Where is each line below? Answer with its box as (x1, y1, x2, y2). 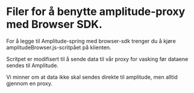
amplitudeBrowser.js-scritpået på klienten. (6, 44, 111, 51)
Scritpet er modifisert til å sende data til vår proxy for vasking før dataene (6, 55, 189, 62)
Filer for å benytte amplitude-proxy (6, 5, 186, 19)
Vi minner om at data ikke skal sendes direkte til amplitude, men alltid (6, 73, 178, 80)
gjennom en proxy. (6, 80, 53, 87)
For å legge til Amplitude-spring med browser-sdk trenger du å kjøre (6, 37, 176, 44)
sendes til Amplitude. (6, 62, 59, 69)
